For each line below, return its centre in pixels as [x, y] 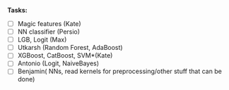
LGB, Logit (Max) [42, 40]
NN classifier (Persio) [48, 32]
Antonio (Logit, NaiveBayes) [58, 63]
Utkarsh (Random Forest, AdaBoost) [70, 48]
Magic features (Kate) [49, 24]
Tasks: [17, 10]
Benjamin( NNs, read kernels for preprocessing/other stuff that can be [120, 71]
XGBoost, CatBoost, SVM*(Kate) [65, 56]
